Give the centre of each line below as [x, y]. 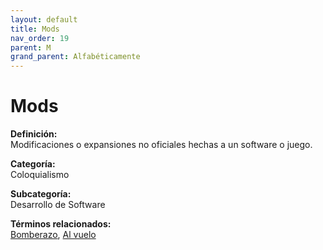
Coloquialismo [40, 175]
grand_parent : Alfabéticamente [75, 57]
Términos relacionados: [61, 224]
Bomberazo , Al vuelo [53, 235]
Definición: [34, 134]
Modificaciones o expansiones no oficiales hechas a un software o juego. [161, 145]
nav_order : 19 [40, 38]
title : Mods [35, 29]
